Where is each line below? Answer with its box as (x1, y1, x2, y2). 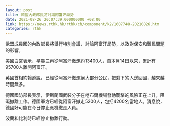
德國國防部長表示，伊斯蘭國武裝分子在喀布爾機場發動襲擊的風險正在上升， (5, 92, 160, 98)
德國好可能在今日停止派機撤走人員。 (5, 105, 81, 111)
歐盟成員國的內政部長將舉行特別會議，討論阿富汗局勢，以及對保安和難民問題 (5, 41, 165, 47)
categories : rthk (5, 26, 42, 31)
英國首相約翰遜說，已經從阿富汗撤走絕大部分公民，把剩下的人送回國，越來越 (5, 75, 165, 81)
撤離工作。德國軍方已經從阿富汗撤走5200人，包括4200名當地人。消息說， (9, 98, 165, 104)
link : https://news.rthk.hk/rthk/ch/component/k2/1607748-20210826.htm (5, 21, 159, 27)
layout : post (5, 7, 33, 13)
